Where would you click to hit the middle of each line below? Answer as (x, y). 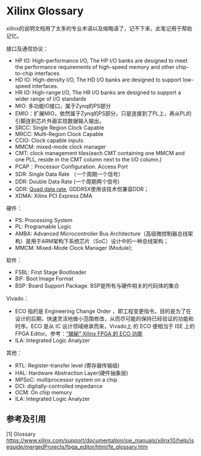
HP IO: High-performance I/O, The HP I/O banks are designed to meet (101, 61)
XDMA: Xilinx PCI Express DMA (54, 195)
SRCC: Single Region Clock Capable (59, 128)
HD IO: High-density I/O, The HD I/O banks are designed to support (98, 80)
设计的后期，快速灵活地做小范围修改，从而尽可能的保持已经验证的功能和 (104, 318)
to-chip (24, 73)
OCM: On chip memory (43, 392)
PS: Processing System (44, 220)
